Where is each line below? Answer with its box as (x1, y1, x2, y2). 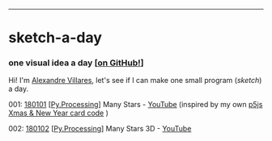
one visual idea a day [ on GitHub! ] (8, 57, 144, 68)
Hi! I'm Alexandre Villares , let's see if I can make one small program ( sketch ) (8, 76, 262, 85)
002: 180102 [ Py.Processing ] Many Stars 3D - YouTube (8, 124, 192, 134)
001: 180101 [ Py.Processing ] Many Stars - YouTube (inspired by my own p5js (8, 100, 263, 110)
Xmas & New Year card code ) (8, 108, 109, 118)
